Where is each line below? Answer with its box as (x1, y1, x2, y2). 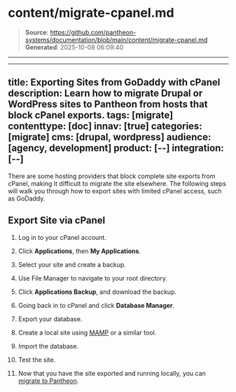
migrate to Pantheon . (18, 377, 79, 385)
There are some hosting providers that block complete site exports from (8, 172, 216, 180)
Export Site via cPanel (8, 215, 106, 227)
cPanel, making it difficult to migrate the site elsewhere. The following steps (8, 179, 227, 187)
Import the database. (18, 342, 79, 350)
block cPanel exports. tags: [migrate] (8, 109, 174, 121)
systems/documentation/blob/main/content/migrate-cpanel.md (25, 35, 208, 43)
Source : (25, 28, 49, 36)
